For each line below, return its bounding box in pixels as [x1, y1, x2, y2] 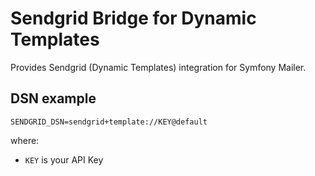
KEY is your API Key [24, 153, 104, 166]
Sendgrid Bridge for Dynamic [10, 7, 257, 30]
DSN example [10, 90, 97, 107]
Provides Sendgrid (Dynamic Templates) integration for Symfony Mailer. [10, 61, 307, 73]
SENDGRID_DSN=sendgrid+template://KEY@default [10, 117, 208, 127]
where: [10, 134, 40, 146]
